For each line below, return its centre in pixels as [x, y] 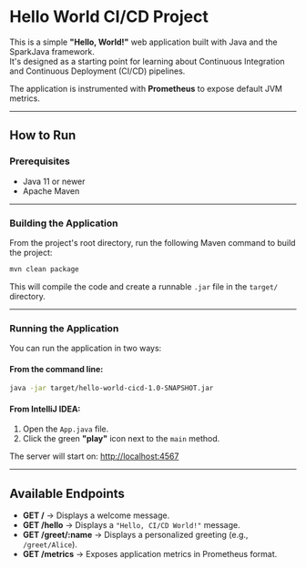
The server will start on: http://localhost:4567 [94, 456]
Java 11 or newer [54, 181]
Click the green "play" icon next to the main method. [121, 439]
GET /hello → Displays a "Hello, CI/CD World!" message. [132, 525]
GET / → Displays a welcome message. [96, 515]
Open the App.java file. [66, 429]
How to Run [43, 135]
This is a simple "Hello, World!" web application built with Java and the [143, 42]
